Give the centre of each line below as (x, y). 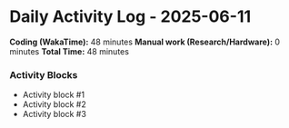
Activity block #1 (53, 95)
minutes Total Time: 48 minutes (70, 51)
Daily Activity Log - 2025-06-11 (130, 17)
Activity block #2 (54, 104)
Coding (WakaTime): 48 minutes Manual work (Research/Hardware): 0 (144, 42)
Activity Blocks (44, 74)
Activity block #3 (54, 114)
